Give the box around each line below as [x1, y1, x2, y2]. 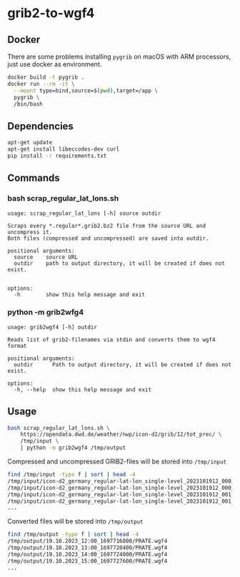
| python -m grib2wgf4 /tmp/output [20, 444, 126, 451]
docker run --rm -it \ [7, 80, 75, 87]
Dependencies [7, 120, 74, 132]
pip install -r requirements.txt [7, 152, 107, 159]
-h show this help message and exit [14, 291, 145, 298]
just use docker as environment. [7, 60, 102, 69]
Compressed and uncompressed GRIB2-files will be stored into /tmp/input [7, 457, 227, 466]
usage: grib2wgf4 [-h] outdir [7, 323, 98, 331]
